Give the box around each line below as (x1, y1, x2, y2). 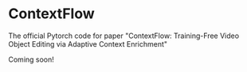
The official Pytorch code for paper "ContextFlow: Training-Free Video (8, 31, 240, 40)
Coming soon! (8, 55, 54, 64)
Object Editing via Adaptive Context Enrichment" (8, 39, 168, 48)
